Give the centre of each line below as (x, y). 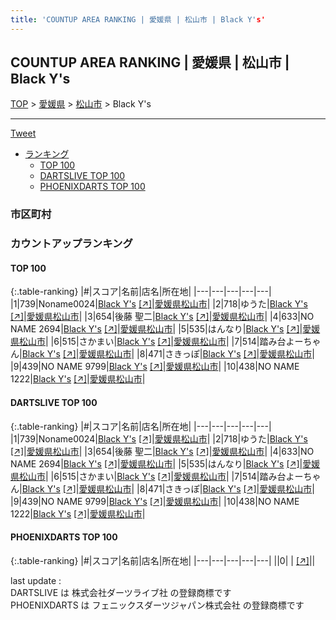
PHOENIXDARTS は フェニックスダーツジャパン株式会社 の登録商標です (157, 605)
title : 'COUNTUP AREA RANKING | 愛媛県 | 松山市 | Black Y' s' (138, 19)
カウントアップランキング (71, 244)
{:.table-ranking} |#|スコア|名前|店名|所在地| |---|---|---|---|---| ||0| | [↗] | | (163, 560)
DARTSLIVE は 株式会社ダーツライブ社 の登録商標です (121, 592)
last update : (36, 580)
